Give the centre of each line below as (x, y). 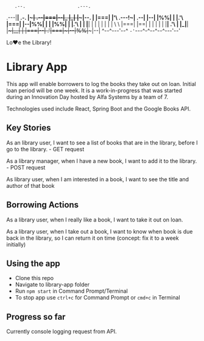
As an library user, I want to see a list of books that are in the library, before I (102, 142)
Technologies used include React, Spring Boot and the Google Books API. (99, 109)
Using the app (33, 263)
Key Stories (29, 128)
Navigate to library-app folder (52, 285)
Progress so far (36, 317)
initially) (16, 244)
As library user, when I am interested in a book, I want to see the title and (98, 179)
